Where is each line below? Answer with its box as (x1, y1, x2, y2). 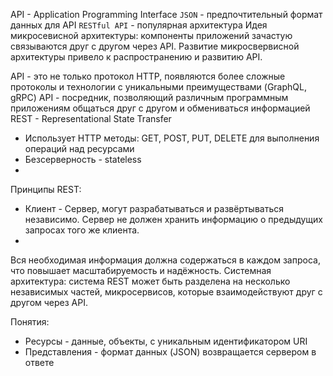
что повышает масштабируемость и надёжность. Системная (10, 265, 272, 276)
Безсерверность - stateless (24, 154, 142, 165)
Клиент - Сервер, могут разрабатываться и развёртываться (24, 203, 285, 214)
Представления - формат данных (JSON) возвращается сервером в (24, 346, 317, 358)
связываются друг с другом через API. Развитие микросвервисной (10, 40, 300, 52)
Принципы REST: (10, 184, 82, 195)
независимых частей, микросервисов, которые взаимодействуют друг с (10, 286, 323, 298)
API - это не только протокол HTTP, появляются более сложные (10, 70, 286, 82)
